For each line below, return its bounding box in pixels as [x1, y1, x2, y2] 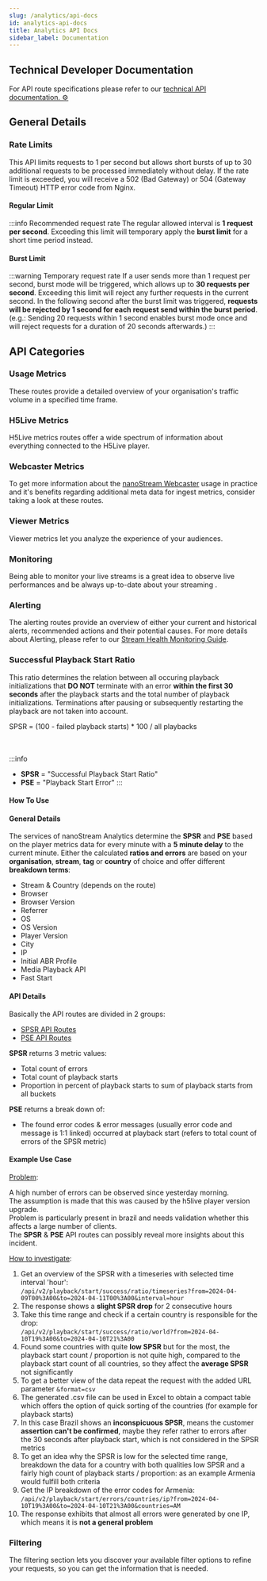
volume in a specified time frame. [9, 394, 118, 405]
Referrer [20, 906, 48, 915]
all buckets [20, 1088, 56, 1099]
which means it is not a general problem [20, 1517, 154, 1527]
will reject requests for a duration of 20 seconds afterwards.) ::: [9, 322, 216, 332]
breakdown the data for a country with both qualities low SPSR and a [20, 1460, 245, 1469]
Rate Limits [9, 140, 53, 151]
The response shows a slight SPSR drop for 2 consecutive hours [20, 1301, 233, 1310]
